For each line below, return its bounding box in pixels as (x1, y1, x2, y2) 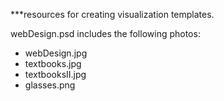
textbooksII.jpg (24, 69, 87, 80)
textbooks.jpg (24, 58, 82, 69)
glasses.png (24, 79, 76, 91)
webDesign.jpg (24, 47, 88, 59)
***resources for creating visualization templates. (10, 9, 215, 20)
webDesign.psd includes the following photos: (10, 28, 201, 39)
